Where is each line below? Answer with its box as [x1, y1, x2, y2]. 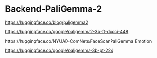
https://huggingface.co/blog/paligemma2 [5, 19, 88, 25]
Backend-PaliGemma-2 [5, 3, 102, 14]
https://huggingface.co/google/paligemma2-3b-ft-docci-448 [5, 29, 129, 34]
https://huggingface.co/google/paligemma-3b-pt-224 [5, 47, 113, 53]
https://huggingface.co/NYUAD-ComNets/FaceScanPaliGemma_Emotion [5, 38, 152, 44]
